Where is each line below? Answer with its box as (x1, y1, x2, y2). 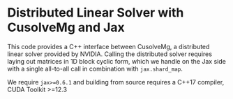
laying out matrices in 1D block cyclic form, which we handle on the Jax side (7, 57, 227, 65)
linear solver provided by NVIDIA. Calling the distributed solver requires (7, 50, 213, 58)
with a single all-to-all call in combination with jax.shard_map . (7, 64, 183, 73)
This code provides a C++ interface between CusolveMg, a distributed (7, 42, 210, 51)
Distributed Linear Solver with (7, 5, 184, 21)
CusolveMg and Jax (7, 19, 126, 35)
